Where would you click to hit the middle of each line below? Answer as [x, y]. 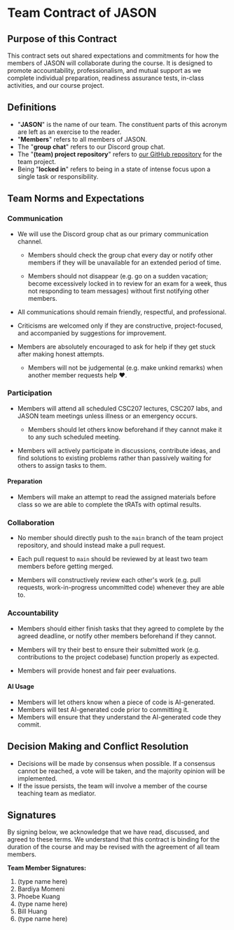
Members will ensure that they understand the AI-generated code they [119, 717]
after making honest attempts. [61, 354]
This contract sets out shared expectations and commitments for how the [113, 55]
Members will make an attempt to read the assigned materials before [117, 497]
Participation [30, 393]
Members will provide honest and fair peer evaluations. [97, 670]
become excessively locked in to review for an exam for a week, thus [128, 283]
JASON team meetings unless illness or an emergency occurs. [108, 416]
